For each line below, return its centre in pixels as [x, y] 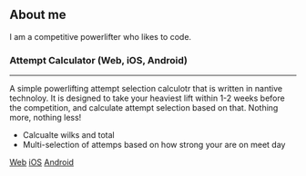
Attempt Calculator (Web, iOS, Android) [99, 60]
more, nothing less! [46, 118]
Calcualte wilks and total [69, 135]
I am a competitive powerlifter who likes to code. [101, 36]
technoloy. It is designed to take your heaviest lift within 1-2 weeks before [147, 98]
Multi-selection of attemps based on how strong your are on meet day [154, 145]
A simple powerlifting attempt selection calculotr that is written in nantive [146, 89]
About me [38, 15]
